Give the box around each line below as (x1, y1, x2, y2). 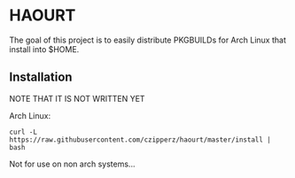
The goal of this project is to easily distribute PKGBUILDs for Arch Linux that (9, 35, 286, 45)
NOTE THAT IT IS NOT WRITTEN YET (9, 93, 145, 104)
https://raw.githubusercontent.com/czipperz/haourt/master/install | (9, 135, 272, 144)
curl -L (9, 128, 38, 136)
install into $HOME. (9, 43, 80, 54)
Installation (9, 70, 73, 85)
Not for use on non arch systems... (9, 159, 136, 169)
